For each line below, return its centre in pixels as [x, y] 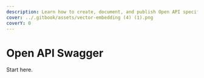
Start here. [20, 70]
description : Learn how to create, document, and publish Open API [93, 12]
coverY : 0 [19, 23]
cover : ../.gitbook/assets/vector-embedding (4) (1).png [80, 18]
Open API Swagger [55, 53]
